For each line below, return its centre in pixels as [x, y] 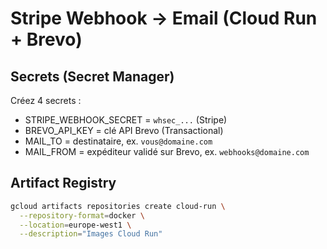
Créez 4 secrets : [46, 100]
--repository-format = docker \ [82, 215]
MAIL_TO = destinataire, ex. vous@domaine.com [118, 141]
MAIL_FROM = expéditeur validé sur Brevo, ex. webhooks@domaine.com [167, 151]
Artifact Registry [63, 183]
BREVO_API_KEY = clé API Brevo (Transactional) [124, 130]
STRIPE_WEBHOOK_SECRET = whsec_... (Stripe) [126, 120]
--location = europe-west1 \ [75, 225]
